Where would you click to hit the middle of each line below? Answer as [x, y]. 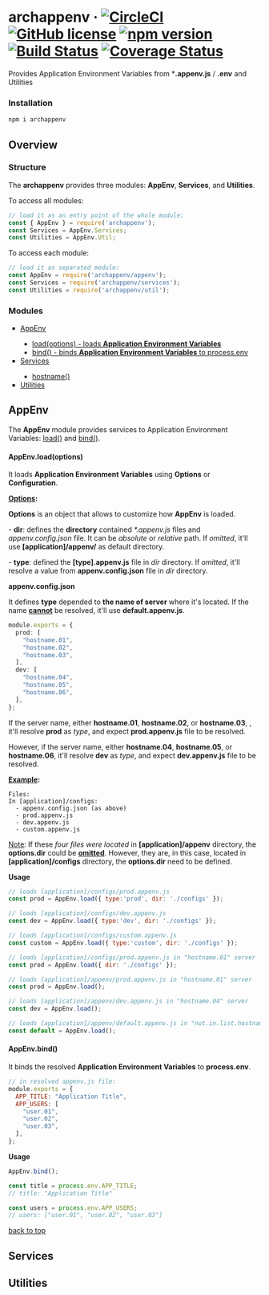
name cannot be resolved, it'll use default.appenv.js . [97, 611]
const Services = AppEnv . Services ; [68, 230]
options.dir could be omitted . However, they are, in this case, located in [127, 852]
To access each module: [49, 253]
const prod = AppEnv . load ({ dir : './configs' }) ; [93, 965]
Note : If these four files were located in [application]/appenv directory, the [132, 844]
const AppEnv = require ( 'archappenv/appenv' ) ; [87, 276]
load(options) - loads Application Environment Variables [126, 344]
